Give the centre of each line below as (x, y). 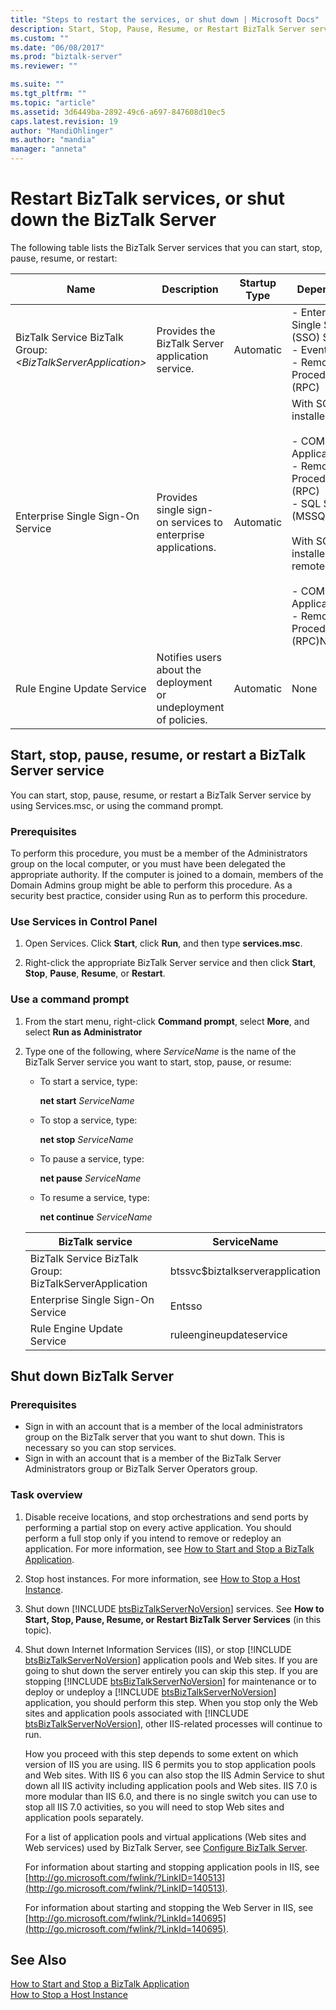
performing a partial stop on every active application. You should (158, 1527)
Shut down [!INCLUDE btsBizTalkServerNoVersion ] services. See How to (174, 1608)
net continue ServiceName (96, 1217)
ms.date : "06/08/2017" (57, 47)
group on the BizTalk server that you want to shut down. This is (154, 1437)
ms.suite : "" (37, 84)
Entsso (186, 1306)
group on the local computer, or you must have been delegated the (148, 864)
